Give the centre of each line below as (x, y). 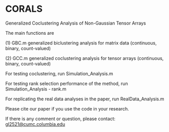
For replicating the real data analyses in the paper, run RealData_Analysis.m (85, 99)
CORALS (24, 9)
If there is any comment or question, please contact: (60, 119)
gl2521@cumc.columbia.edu (35, 124)
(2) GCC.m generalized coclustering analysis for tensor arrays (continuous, (84, 58)
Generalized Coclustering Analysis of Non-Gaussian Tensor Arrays (76, 23)
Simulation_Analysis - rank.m (36, 89)
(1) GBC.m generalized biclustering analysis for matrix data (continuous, (81, 43)
